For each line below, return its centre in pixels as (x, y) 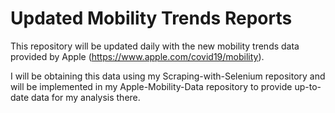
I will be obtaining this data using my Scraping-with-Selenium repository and (168, 76)
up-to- (308, 86)
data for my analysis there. (85, 97)
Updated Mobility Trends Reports (151, 18)
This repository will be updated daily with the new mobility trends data (155, 46)
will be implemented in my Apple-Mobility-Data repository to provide (151, 86)
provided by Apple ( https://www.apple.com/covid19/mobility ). (137, 56)
